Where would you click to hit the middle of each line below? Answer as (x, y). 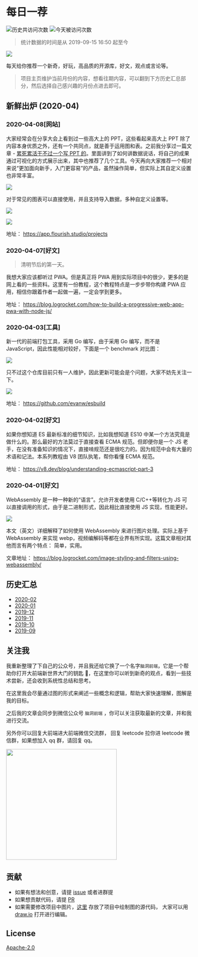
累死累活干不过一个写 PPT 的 (52, 153)
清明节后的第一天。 (44, 264)
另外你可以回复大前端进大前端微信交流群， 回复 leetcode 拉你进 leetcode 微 (98, 733)
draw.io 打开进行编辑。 (42, 914)
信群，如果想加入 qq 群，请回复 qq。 (51, 740)
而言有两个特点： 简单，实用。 (48, 545)
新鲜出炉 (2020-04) (43, 106)
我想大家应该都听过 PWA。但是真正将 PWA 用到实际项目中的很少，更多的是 (98, 277)
